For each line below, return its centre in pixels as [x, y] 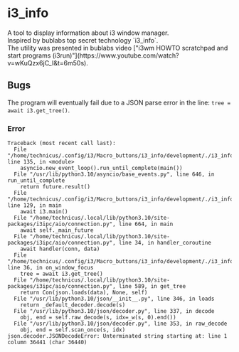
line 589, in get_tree [152, 287]
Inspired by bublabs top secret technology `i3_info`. [83, 40]
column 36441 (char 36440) [47, 343]
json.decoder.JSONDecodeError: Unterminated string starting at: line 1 [117, 336]
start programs [29, 55]
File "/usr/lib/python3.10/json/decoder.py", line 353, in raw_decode [121, 324]
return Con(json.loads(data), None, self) [84, 293]
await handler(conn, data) [60, 249]
